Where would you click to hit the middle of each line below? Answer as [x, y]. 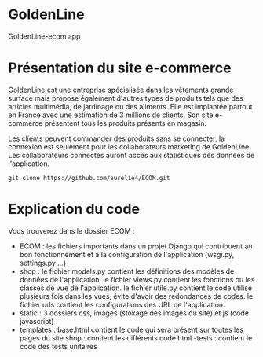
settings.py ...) [43, 263]
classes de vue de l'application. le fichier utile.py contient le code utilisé [136, 288]
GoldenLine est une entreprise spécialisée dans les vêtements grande [121, 90]
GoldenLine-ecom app [44, 36]
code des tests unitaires [58, 346]
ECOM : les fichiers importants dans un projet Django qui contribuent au [136, 246]
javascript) [37, 321]
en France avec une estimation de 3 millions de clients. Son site [111, 115]
